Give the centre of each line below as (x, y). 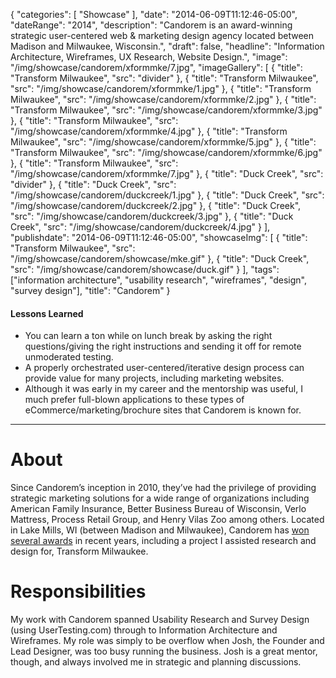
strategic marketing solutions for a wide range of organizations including (160, 498)
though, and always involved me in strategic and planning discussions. (156, 662)
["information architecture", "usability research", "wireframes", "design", (159, 280)
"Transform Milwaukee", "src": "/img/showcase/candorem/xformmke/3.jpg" (166, 110)
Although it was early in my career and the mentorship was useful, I (163, 389)
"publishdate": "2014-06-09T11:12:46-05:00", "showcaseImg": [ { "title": (159, 237)
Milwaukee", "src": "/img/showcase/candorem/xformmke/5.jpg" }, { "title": (163, 142)
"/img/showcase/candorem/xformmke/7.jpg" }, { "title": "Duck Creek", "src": (167, 173)
